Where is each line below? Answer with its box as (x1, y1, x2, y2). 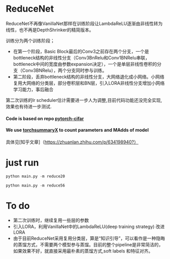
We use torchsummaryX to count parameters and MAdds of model (6, 127, 149, 133)
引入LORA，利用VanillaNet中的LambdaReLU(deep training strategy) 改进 (13, 224, 165, 230)
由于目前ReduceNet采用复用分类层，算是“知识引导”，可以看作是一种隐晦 (13, 235, 165, 241)
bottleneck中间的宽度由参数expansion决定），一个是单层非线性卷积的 (13, 61, 157, 67)
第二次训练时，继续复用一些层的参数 (13, 217, 89, 224)
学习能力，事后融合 (13, 86, 54, 92)
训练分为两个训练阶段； (6, 38, 55, 44)
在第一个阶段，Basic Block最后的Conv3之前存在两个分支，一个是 (13, 48, 149, 54)
